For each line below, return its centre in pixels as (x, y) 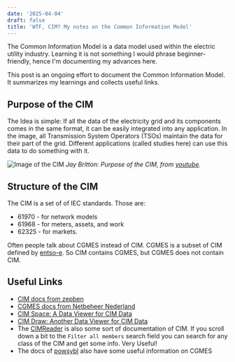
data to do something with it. (48, 151)
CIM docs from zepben (50, 298)
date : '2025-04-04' (36, 14)
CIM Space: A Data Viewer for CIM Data (75, 313)
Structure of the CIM (53, 186)
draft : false (26, 20)
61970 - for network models (57, 217)
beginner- (192, 54)
